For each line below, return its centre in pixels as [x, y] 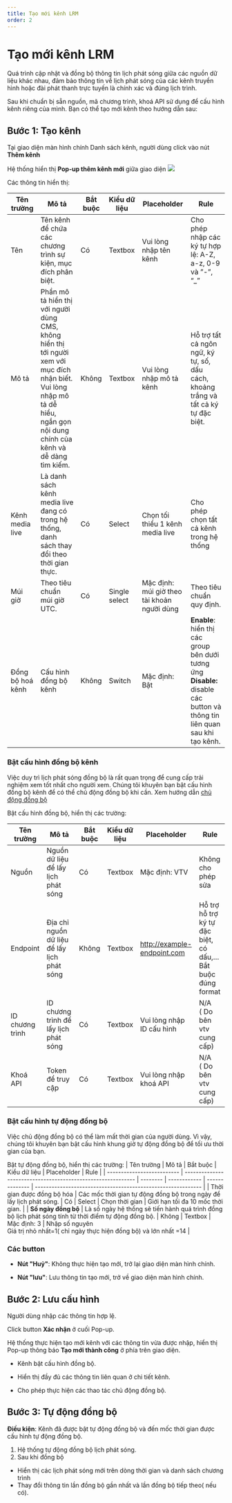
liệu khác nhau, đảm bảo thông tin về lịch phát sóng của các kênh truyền [110, 81]
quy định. [206, 605]
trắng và [204, 396]
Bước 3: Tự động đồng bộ [62, 1412]
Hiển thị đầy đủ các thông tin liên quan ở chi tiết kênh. [94, 1377]
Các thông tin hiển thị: [39, 183]
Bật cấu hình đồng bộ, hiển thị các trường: [67, 813]
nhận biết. [57, 378]
